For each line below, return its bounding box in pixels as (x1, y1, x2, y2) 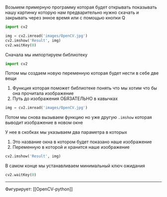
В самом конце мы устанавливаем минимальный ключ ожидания (5, 163, 145, 169)
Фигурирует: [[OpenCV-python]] (5, 186, 73, 192)
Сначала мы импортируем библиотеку (5, 52, 88, 58)
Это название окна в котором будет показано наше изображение (12, 139, 152, 145)
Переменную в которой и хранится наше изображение (12, 144, 130, 150)
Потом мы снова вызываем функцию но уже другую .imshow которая (5, 114, 153, 120)
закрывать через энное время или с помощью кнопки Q (5, 15, 125, 20)
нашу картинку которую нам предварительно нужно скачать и (5, 9, 139, 15)
